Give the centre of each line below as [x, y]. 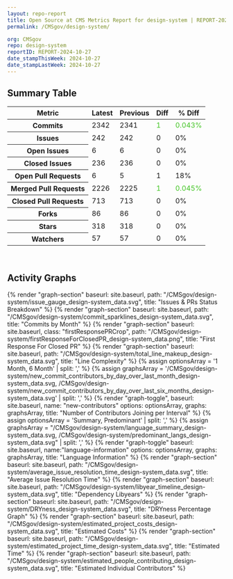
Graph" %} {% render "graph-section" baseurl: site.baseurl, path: [101, 516]
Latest [102, 113]
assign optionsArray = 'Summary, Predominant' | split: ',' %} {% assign [108, 420]
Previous [135, 113]
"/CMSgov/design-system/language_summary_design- [128, 428]
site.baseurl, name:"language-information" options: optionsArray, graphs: [112, 450]
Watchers [48, 239]
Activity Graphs [42, 278]
